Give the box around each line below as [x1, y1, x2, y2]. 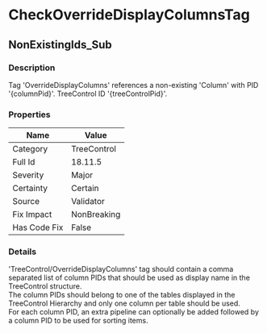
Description [8, 62, 56, 73]
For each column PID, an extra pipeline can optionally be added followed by [8, 307, 260, 317]
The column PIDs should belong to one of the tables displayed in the [8, 290, 236, 300]
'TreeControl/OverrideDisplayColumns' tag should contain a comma [8, 264, 234, 274]
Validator [71, 196, 105, 207]
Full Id [12, 156, 35, 168]
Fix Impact [12, 209, 52, 220]
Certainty [12, 183, 48, 194]
